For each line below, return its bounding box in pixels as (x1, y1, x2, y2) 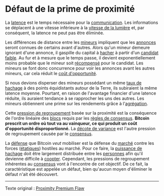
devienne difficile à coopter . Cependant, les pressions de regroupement (5, 156, 150, 161)
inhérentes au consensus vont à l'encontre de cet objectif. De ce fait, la (5, 161, 148, 167)
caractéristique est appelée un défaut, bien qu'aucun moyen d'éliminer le (5, 166, 152, 172)
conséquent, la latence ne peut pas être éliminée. (5, 30, 104, 36)
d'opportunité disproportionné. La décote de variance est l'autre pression (5, 125, 156, 131)
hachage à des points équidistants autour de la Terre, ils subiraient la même (5, 85, 157, 91)
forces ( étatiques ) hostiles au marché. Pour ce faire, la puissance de (5, 145, 143, 151)
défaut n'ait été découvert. (5, 171, 59, 177)
